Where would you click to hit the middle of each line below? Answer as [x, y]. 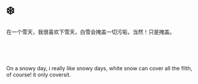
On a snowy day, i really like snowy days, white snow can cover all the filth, [99, 68]
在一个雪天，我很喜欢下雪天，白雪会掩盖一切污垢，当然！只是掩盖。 [91, 32]
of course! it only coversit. [39, 74]
